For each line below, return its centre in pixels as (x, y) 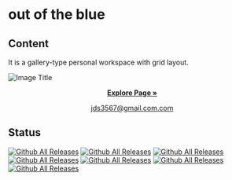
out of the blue (57, 15)
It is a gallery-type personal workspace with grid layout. (98, 62)
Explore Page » (132, 93)
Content (29, 44)
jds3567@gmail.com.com (132, 108)
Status (25, 132)
